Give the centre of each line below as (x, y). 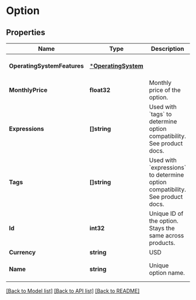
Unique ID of (166, 213)
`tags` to (160, 114)
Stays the (162, 228)
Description (167, 49)
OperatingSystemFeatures (47, 66)
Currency (22, 252)
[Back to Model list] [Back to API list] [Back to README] (73, 291)
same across (167, 235)
